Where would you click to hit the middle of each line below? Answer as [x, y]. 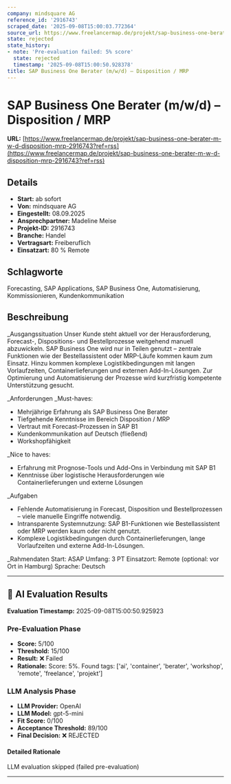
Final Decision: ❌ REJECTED [58, 735]
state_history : [29, 45]
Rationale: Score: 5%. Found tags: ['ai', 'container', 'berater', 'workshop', [120, 666]
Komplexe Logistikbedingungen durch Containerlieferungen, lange [111, 538]
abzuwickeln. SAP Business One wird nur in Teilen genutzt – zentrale [104, 348]
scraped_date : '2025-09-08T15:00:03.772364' [72, 26]
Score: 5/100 [35, 644]
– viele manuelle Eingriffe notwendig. [69, 516]
